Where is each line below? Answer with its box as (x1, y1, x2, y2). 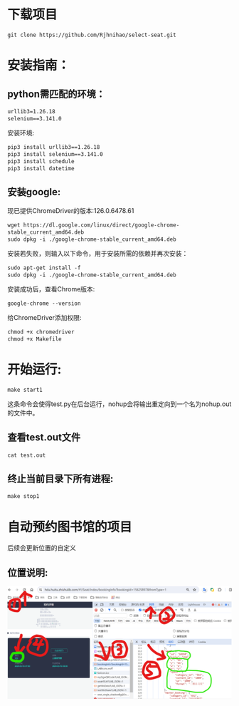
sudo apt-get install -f (7, 264, 81, 271)
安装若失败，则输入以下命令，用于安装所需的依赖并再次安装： (7, 249, 188, 257)
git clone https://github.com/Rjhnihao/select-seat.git (7, 31, 176, 38)
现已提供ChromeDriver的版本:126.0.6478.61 (7, 206, 134, 214)
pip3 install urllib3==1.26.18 (7, 143, 100, 150)
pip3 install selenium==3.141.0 (7, 150, 103, 157)
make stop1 (7, 493, 40, 500)
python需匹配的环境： (7, 88, 105, 100)
